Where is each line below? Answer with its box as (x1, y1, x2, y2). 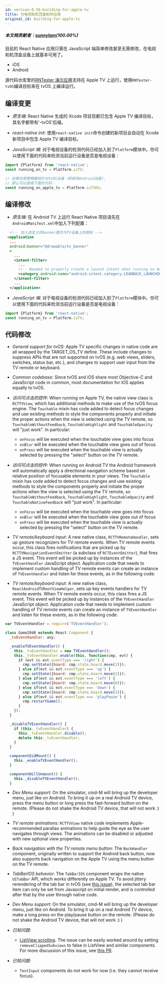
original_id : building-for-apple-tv (5, 16, 80, 21)
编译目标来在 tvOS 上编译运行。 (14, 83, 78, 89)
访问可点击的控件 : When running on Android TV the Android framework (12, 462, 156, 468)
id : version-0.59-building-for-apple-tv (5, 7, 89, 12)
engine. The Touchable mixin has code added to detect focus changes (12, 406, 154, 412)
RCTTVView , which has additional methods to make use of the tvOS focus (12, 400, 158, 406)
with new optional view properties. (12, 836, 82, 842)
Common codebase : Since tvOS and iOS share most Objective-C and (12, 374, 153, 380)
